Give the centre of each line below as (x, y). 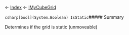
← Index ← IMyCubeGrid (31, 7)
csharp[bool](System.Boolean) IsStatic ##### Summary (64, 17)
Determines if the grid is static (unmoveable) (51, 27)
